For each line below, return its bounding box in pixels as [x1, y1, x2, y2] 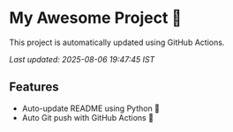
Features [9, 79, 59, 95]
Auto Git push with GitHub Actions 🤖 [21, 112, 154, 122]
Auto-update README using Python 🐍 [21, 103, 161, 114]
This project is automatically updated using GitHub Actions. [9, 37, 225, 48]
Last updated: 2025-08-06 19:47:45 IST [9, 54, 155, 64]
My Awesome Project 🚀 [9, 8, 183, 28]
